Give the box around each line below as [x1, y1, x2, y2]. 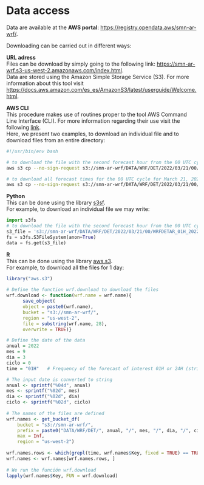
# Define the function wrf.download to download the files [6, 287, 159, 293]
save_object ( [22, 298, 56, 304]
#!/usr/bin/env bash [6, 148, 59, 154]
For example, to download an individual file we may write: [6, 205, 150, 213]
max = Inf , [17, 433, 45, 439]
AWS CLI [6, 104, 29, 111]
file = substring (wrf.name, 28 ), [22, 320, 107, 327]
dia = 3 [6, 354, 26, 360]
